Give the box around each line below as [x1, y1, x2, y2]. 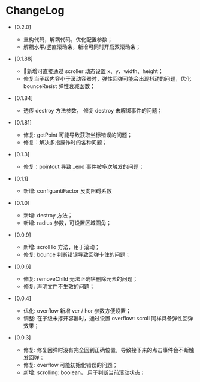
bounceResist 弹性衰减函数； [23, 82, 95, 90]
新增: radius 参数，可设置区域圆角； [23, 219, 112, 226]
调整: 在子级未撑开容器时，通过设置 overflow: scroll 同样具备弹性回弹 [23, 314, 193, 322]
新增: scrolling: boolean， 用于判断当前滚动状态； [23, 369, 146, 376]
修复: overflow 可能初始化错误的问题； [23, 361, 118, 368]
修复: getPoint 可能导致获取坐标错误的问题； [23, 131, 133, 138]
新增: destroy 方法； [23, 211, 73, 219]
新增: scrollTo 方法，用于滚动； [23, 243, 100, 250]
